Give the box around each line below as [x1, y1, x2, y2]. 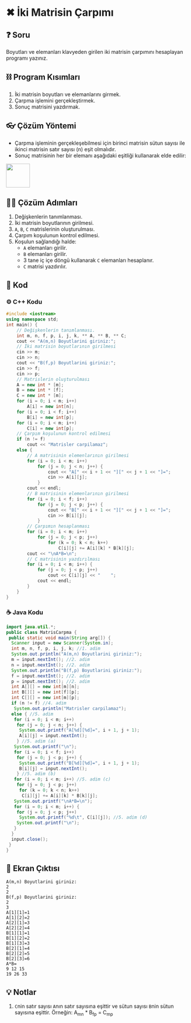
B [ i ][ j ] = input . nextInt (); [19, 765, 88, 772]
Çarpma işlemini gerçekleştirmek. [14, 97, 95, 104]
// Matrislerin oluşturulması [16, 376, 91, 382]
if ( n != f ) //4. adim [11, 700, 67, 706]
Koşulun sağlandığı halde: [14, 238, 77, 245]
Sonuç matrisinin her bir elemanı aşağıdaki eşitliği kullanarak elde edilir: [14, 152, 186, 159]
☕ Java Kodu [6, 608, 44, 616]
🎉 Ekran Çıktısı [6, 863, 60, 873]
